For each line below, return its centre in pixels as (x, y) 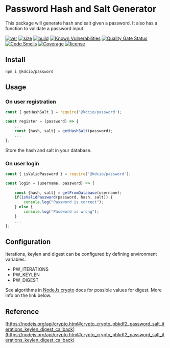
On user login (22, 163)
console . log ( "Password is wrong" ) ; (62, 212)
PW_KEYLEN (26, 275)
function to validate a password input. (45, 28)
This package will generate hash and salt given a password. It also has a (81, 23)
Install (15, 60)
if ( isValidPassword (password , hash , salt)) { (64, 197)
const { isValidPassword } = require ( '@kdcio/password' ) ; (68, 174)
